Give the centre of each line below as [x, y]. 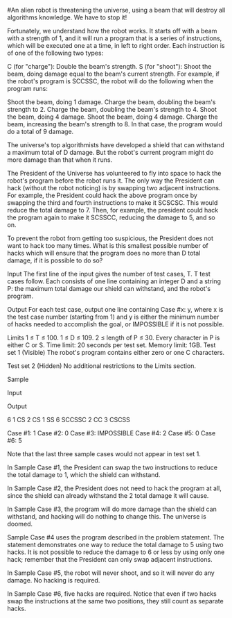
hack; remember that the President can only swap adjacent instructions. [110, 559]
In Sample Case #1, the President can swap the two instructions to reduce [113, 467]
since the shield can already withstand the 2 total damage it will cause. [108, 495]
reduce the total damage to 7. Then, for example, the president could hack [113, 210]
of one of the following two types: [55, 53]
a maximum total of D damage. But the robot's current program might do [110, 152]
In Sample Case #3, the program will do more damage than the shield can [112, 509]
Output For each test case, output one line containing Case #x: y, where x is [115, 309]
